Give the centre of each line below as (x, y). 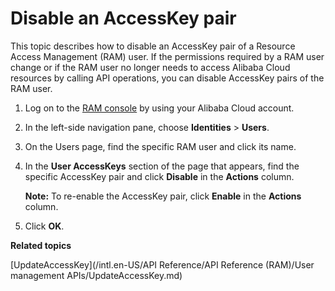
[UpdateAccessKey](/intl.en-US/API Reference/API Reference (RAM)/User (162, 264)
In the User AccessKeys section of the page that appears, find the (162, 166)
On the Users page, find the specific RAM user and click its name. (160, 146)
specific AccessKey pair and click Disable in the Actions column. (159, 176)
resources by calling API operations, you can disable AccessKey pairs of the (167, 78)
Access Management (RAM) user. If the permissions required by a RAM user (167, 56)
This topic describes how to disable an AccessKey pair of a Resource (153, 46)
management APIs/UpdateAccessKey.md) (96, 275)
